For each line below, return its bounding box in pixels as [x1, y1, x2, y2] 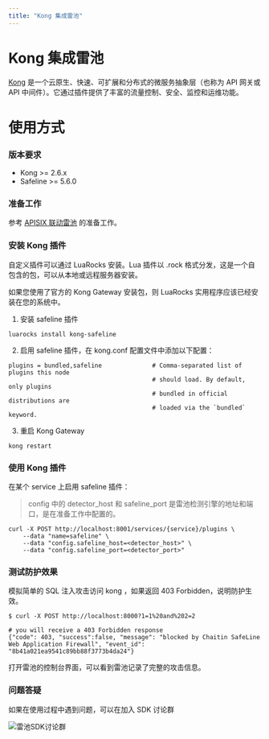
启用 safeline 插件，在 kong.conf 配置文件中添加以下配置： [19, 345, 214, 355]
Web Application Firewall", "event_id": [8, 641, 146, 649]
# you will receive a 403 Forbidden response [8, 626, 163, 634]
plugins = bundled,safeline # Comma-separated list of [8, 361, 243, 369]
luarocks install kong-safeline [8, 330, 116, 338]
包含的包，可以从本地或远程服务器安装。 [8, 270, 142, 279]
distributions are [8, 396, 70, 405]
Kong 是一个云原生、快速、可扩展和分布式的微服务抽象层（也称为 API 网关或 [8, 77, 261, 87]
